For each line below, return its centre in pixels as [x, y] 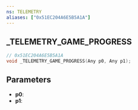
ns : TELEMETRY [24, 12]
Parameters [29, 80]
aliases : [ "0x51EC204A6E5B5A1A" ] [48, 17]
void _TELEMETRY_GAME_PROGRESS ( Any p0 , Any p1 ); [69, 61]
